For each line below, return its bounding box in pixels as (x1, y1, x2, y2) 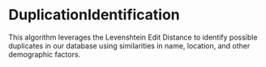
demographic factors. (8, 49, 81, 59)
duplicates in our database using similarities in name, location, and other (8, 40, 251, 50)
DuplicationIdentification (8, 6, 180, 24)
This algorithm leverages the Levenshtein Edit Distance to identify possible (8, 32, 258, 42)
